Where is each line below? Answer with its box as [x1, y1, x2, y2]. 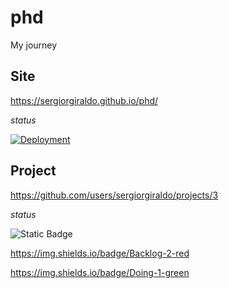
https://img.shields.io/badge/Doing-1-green [10, 266, 190, 278]
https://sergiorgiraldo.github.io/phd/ [10, 94, 159, 106]
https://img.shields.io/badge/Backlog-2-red [10, 247, 190, 259]
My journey [10, 39, 58, 51]
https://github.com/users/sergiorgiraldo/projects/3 [10, 189, 219, 201]
